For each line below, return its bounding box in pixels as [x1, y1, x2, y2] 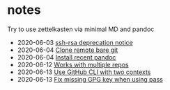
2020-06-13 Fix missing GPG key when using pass [17, 75, 164, 83]
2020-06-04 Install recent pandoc [17, 53, 116, 61]
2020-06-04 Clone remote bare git [17, 46, 118, 54]
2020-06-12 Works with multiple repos [17, 60, 129, 69]
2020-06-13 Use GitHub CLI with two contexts [17, 68, 151, 76]
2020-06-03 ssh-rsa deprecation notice [17, 38, 134, 46]
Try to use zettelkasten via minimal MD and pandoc [7, 25, 155, 33]
